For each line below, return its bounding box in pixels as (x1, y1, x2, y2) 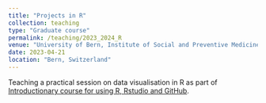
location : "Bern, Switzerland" (8, 56, 112, 64)
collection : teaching (8, 19, 80, 27)
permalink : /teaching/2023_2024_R (8, 33, 123, 42)
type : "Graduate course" (8, 26, 90, 34)
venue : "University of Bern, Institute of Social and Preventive (8, 41, 228, 49)
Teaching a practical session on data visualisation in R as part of (8, 77, 218, 87)
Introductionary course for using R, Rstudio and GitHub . (8, 86, 190, 95)
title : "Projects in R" (8, 11, 87, 20)
